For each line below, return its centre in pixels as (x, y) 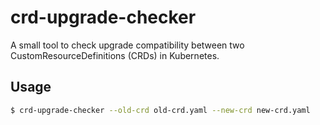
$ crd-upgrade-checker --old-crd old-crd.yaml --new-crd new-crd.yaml (160, 110)
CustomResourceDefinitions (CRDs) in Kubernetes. (115, 55)
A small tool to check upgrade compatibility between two (127, 45)
